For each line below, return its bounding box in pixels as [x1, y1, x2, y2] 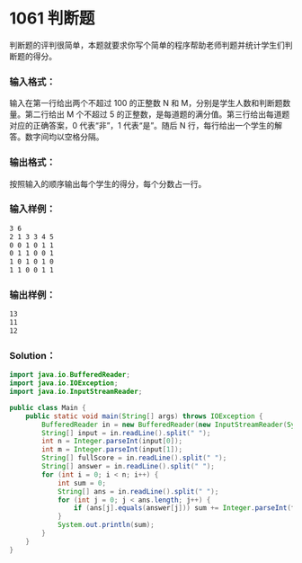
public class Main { [9, 403, 87, 412]
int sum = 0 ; [57, 478, 106, 487]
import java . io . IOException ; [9, 379, 119, 388]
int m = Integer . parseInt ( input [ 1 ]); [41, 445, 182, 454]
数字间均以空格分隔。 [24, 131, 104, 142]
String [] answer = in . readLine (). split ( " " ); [41, 462, 216, 471]
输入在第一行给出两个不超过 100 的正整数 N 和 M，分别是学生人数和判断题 [9, 98, 283, 109]
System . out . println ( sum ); [57, 521, 155, 530]
